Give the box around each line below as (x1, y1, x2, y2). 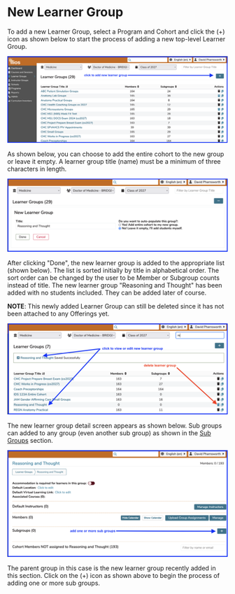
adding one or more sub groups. (7, 579, 100, 587)
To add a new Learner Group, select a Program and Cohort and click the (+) (7, 27, 225, 36)
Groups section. (7, 437, 54, 445)
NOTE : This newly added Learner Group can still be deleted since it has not (7, 302, 225, 310)
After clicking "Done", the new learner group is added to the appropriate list (7, 258, 225, 267)
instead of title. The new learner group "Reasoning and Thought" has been (7, 281, 222, 289)
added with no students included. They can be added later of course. (7, 288, 207, 297)
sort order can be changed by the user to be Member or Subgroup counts (7, 274, 220, 282)
